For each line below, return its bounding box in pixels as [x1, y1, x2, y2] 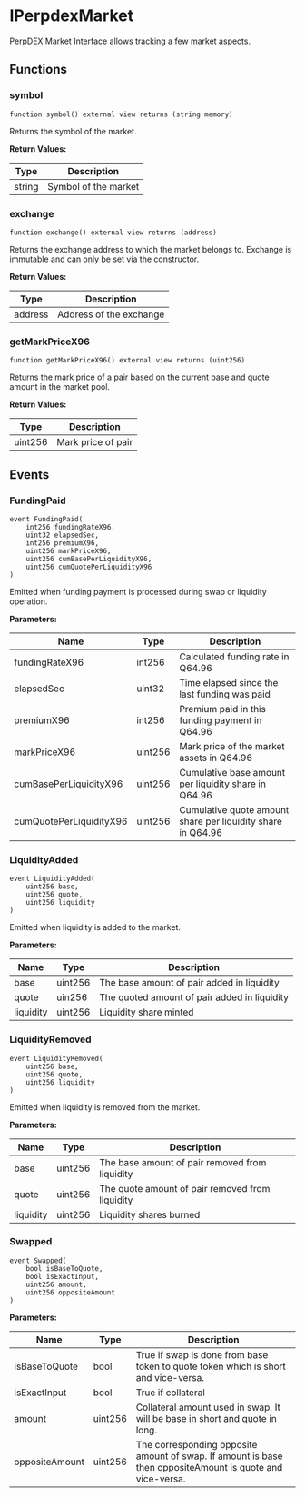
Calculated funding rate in [179, 650, 290, 663]
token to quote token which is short [135, 1360, 286, 1373]
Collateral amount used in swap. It [135, 1401, 281, 1413]
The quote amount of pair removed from [99, 1182, 271, 1195]
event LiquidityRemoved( [9, 1054, 103, 1063]
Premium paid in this [179, 702, 266, 715]
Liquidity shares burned [99, 1208, 201, 1221]
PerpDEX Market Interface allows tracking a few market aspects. [9, 35, 251, 46]
